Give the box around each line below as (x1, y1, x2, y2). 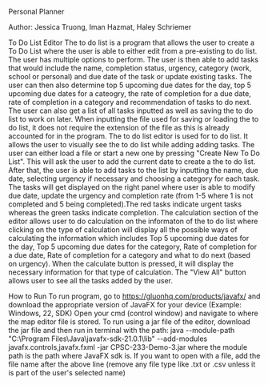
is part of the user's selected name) (8, 368, 126, 377)
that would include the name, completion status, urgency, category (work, (8, 63, 252, 73)
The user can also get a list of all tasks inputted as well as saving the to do (8, 106, 254, 115)
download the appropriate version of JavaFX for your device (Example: (8, 300, 242, 309)
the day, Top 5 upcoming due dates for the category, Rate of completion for (8, 242, 258, 251)
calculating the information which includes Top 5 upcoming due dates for (8, 234, 250, 243)
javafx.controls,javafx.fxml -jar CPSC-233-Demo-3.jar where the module (8, 343, 248, 351)
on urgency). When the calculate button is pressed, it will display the (8, 259, 234, 268)
